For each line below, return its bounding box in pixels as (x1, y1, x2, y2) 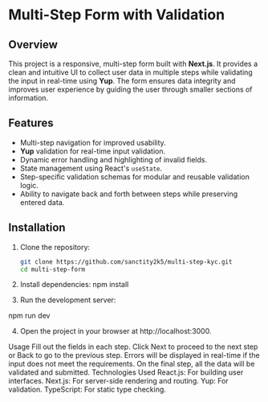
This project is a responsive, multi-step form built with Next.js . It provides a (8, 59, 258, 68)
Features (8, 117, 54, 130)
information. (8, 93, 49, 102)
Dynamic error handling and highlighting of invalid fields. (19, 154, 207, 164)
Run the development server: (19, 295, 116, 305)
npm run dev (8, 311, 51, 321)
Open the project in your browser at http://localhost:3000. (19, 326, 212, 336)
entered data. (19, 197, 65, 207)
